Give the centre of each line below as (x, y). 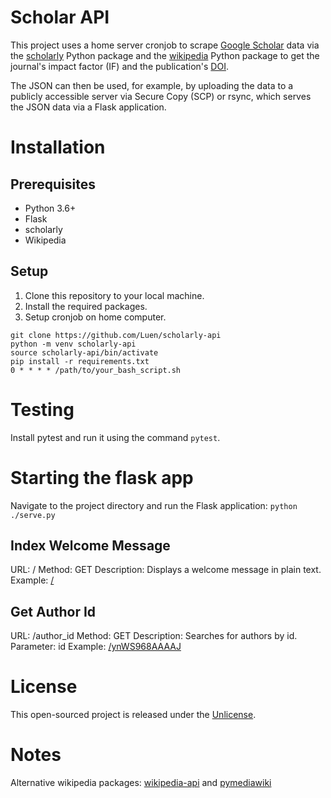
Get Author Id (53, 611)
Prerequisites (53, 184)
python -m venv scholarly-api (73, 344)
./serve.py (33, 515)
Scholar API (60, 17)
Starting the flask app (102, 477)
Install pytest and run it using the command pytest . (115, 437)
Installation (58, 147)
